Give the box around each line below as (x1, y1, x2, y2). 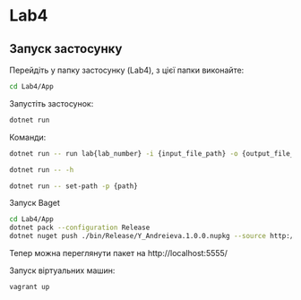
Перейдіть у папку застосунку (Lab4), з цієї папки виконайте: (9, 64, 245, 75)
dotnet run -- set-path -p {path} (9, 181, 139, 191)
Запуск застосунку (9, 41, 123, 56)
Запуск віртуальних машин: (9, 265, 116, 276)
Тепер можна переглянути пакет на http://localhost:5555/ (9, 248, 228, 258)
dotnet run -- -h (9, 165, 74, 175)
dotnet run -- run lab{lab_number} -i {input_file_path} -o (9, 149, 239, 158)
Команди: (9, 132, 47, 142)
